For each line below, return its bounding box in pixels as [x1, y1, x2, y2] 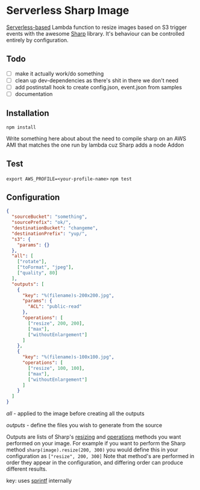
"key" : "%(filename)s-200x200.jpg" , [22, 292, 114, 299]
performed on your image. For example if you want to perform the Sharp [6, 440, 186, 447]
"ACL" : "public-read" [28, 304, 83, 310]
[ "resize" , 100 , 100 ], [28, 365, 85, 371]
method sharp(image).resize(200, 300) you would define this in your [6, 446, 179, 453]
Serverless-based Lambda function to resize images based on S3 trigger [6, 24, 187, 31]
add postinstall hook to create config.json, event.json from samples [14, 83, 183, 91]
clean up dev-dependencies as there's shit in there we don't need [14, 77, 179, 84]
